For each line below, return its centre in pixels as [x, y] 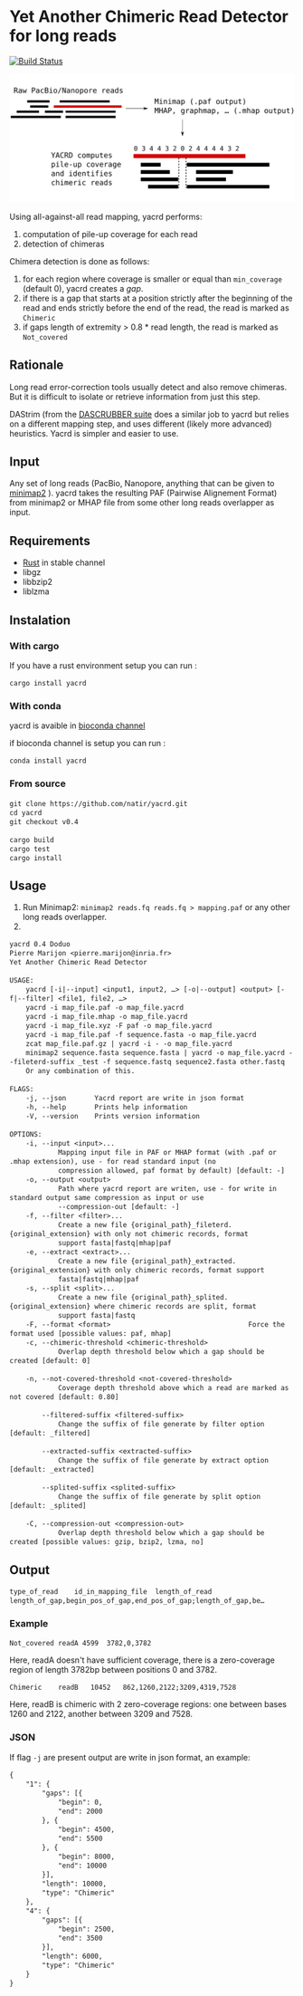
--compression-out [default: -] [118, 1207]
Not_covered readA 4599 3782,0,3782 [80, 1644]
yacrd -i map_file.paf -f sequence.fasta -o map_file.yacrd [141, 1035]
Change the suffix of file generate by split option [159, 1497]
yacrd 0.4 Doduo [40, 945]
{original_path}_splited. [180, 1298]
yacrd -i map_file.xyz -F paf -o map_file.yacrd [119, 1026]
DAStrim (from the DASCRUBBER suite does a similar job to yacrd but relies [149, 414]
